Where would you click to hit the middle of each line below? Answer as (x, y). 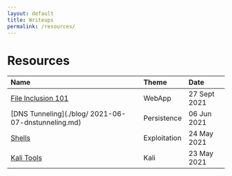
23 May (201, 154)
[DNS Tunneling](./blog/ (49, 114)
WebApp (157, 99)
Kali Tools (27, 158)
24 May (201, 134)
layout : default (30, 13)
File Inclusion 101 (40, 99)
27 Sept (202, 94)
